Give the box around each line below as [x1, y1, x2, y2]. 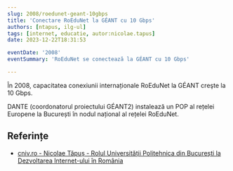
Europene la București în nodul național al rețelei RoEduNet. [7, 110, 179, 118]
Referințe [7, 130, 49, 142]
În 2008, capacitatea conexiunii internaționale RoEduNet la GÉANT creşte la [7, 81, 226, 89]
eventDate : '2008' [7, 49, 61, 56]
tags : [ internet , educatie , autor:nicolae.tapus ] [7, 30, 156, 37]
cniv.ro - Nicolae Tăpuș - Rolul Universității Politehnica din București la [17, 148, 221, 157]
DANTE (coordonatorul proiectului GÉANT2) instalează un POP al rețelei [7, 102, 215, 110]
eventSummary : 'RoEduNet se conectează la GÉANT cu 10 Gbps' [7, 56, 190, 63]
